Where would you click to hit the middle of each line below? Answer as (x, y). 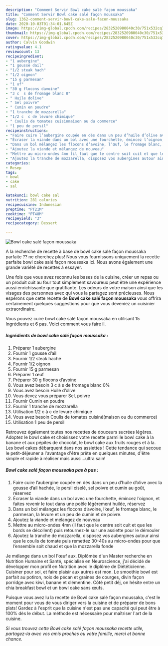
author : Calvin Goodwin (30, 42)
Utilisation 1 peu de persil (39, 422)
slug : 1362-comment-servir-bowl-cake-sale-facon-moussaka (67, 19)
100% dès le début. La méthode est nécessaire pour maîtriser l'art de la (79, 613)
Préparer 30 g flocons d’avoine (45, 380)
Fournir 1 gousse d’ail (35, 353)
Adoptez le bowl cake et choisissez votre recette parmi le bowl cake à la (80, 437)
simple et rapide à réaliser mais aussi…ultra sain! (56, 458)
